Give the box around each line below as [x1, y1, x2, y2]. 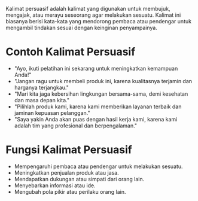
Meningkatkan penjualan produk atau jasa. [14, 169, 119, 176]
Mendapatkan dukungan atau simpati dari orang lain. [14, 175, 145, 182]
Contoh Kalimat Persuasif [5, 45, 136, 59]
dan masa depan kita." [14, 96, 70, 103]
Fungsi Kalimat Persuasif [5, 143, 132, 157]
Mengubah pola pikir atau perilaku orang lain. [14, 188, 126, 195]
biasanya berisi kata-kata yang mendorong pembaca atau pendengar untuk [5, 18, 192, 25]
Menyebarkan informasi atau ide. [14, 182, 96, 189]
